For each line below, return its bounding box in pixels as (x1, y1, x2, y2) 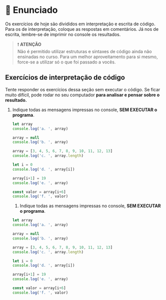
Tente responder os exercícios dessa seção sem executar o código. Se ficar (5, 86, 161, 92)
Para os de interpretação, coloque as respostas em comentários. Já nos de (5, 26, 159, 32)
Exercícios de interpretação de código (5, 73, 125, 82)
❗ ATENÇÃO (17, 41, 42, 47)
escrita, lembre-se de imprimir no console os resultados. (5, 31, 121, 37)
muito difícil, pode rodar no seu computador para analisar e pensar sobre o (5, 92, 160, 98)
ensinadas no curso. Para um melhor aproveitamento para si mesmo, (17, 54, 158, 60)
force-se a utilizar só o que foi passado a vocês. (17, 59, 116, 65)
